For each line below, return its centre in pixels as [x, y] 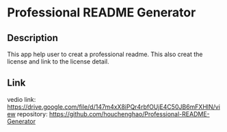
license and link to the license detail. [58, 62]
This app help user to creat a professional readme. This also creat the [105, 54]
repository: [32, 114]
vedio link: [22, 99]
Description [32, 38]
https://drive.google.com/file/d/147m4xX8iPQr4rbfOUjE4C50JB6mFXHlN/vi [114, 107]
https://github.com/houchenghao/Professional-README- [129, 114]
